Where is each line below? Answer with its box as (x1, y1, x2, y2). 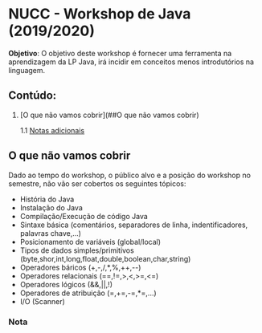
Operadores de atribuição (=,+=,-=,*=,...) (19, 288, 157, 298)
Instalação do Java (19, 202, 83, 213)
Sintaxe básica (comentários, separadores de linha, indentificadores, (19, 220, 248, 229)
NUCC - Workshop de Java (8, 5, 191, 23)
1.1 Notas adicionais (19, 125, 85, 135)
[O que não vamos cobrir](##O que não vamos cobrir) (19, 110, 199, 120)
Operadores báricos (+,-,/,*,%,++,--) (19, 262, 141, 272)
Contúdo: (8, 89, 57, 103)
